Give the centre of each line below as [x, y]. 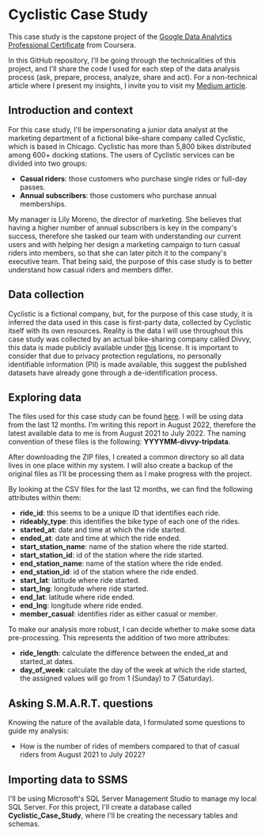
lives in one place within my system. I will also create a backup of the [121, 466]
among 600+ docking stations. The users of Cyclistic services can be [121, 154]
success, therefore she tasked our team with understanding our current [125, 236]
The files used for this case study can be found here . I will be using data [126, 417]
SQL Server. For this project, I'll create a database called [100, 807]
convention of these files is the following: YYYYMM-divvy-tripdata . [119, 442]
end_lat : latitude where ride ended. [77, 597]
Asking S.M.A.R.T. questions [81, 703]
